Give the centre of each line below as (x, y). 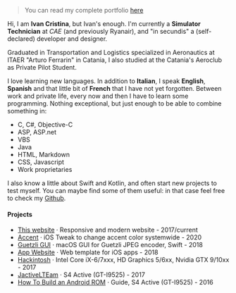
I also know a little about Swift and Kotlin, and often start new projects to (112, 183)
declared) (21, 39)
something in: (27, 111)
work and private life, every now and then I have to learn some (98, 96)
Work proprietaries (45, 169)
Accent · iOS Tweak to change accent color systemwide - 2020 (110, 237)
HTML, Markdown (44, 155)
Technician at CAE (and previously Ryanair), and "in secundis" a (101, 31)
